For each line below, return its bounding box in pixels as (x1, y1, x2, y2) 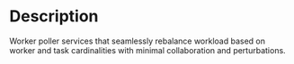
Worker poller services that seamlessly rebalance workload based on (9, 36, 266, 46)
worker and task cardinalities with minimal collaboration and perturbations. (9, 44, 286, 55)
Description (9, 6, 99, 27)
